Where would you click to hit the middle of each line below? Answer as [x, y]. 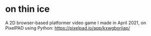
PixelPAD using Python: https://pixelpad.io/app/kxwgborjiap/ [68, 28]
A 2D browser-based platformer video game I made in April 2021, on [76, 23]
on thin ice [28, 9]
